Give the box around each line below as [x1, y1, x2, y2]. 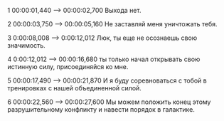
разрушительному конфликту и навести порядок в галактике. [7, 105, 196, 113]
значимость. [7, 41, 46, 49]
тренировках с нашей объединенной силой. [7, 84, 142, 92]
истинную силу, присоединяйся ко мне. [7, 63, 129, 70]
